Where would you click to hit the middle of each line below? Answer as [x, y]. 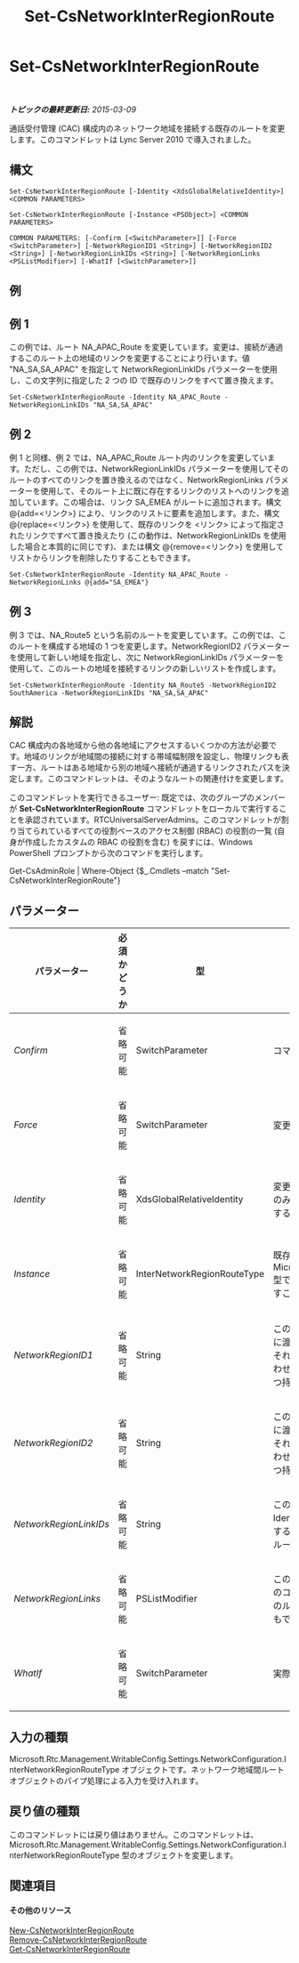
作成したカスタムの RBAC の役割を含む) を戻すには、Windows [139, 842]
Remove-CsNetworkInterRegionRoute [78, 1940]
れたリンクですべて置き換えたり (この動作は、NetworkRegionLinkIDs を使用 [148, 535]
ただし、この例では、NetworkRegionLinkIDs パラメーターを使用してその [156, 468]
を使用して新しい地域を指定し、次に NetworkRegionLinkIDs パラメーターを [147, 657]
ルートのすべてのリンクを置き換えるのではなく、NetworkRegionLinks [137, 480]
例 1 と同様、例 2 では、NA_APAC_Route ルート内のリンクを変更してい [138, 457]
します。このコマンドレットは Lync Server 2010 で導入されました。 [133, 139]
